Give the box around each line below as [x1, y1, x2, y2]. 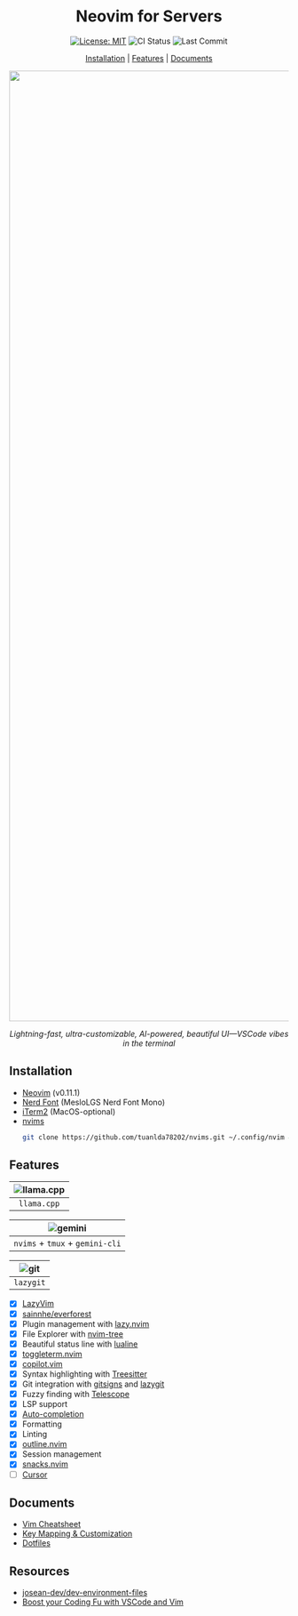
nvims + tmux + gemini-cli [13, 1237, 122, 1250]
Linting [21, 1429, 48, 1440]
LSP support [21, 1399, 68, 1410]
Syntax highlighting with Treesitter [21, 1368, 148, 1379]
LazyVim [21, 1298, 55, 1309]
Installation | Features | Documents [85, 52, 213, 63]
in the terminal [122, 1038, 176, 1049]
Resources [9, 1564, 70, 1579]
